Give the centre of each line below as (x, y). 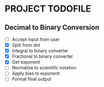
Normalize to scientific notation (44, 68)
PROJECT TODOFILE (48, 9)
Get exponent (26, 62)
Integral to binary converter (40, 51)
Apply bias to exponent (36, 73)
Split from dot (26, 45)
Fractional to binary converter (42, 56)
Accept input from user (36, 39)
